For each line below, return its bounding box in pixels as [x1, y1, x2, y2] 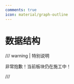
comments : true [5, 7, 37, 13]
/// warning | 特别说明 [5, 53, 49, 59]
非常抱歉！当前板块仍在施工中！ [5, 63, 71, 69]
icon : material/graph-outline [5, 12, 68, 17]
